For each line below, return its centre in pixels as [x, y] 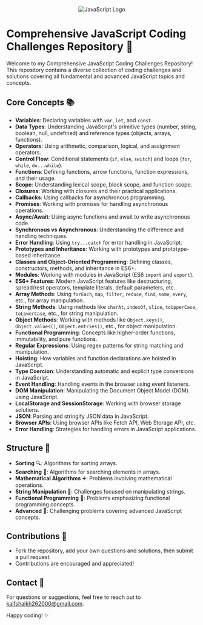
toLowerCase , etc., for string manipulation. [67, 313]
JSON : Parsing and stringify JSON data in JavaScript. [82, 416]
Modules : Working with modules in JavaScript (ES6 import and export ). [104, 274]
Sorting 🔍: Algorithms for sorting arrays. [66, 463]
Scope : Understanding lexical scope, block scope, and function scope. [104, 184]
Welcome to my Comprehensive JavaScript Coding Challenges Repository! [100, 63]
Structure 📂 [28, 448]
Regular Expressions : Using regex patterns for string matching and [99, 345]
